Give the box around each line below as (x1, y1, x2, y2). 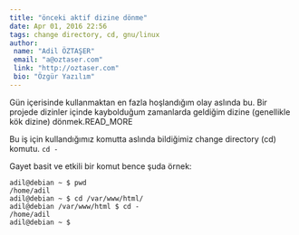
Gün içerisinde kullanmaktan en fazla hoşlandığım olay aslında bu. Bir (9, 97, 267, 108)
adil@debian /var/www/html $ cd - (9, 202, 140, 211)
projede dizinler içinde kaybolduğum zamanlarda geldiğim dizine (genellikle (9, 106, 291, 117)
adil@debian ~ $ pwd (9, 178, 88, 187)
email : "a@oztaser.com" (13, 55, 103, 64)
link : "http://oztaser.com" (13, 64, 120, 73)
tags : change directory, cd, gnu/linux (9, 30, 160, 39)
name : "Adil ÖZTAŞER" (13, 47, 95, 56)
